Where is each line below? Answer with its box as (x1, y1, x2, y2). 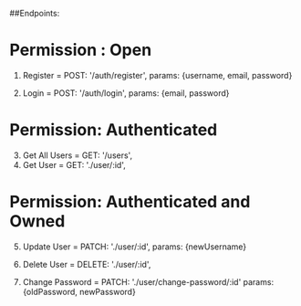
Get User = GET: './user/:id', (22, 159, 126, 170)
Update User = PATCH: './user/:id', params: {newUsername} (22, 241, 247, 252)
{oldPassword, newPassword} (22, 286, 137, 297)
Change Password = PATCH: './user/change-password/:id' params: (22, 276, 275, 287)
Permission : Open (9, 40, 152, 60)
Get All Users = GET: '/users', (22, 150, 133, 161)
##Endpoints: (9, 8, 60, 18)
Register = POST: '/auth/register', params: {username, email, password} (22, 69, 293, 80)
